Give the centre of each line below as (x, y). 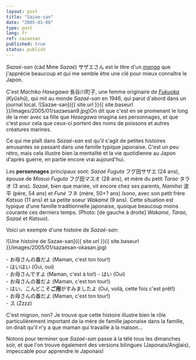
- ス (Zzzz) (19, 303)
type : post (19, 28)
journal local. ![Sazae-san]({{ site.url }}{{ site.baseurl (70, 104)
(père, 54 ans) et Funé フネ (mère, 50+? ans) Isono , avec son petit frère (99, 193)
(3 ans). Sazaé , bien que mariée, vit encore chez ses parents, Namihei (97, 186)
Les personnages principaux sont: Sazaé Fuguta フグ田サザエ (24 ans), (93, 171)
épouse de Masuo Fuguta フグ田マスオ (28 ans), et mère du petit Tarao (92, 178)
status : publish (26, 50)
